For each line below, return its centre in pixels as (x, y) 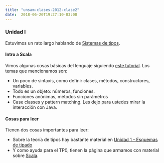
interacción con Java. (35, 107)
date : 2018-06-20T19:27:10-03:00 (41, 15)
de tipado (22, 145)
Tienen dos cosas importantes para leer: (47, 130)
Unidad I (16, 32)
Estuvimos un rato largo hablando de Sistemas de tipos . (63, 43)
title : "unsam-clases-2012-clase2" (42, 10)
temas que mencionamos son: (36, 71)
